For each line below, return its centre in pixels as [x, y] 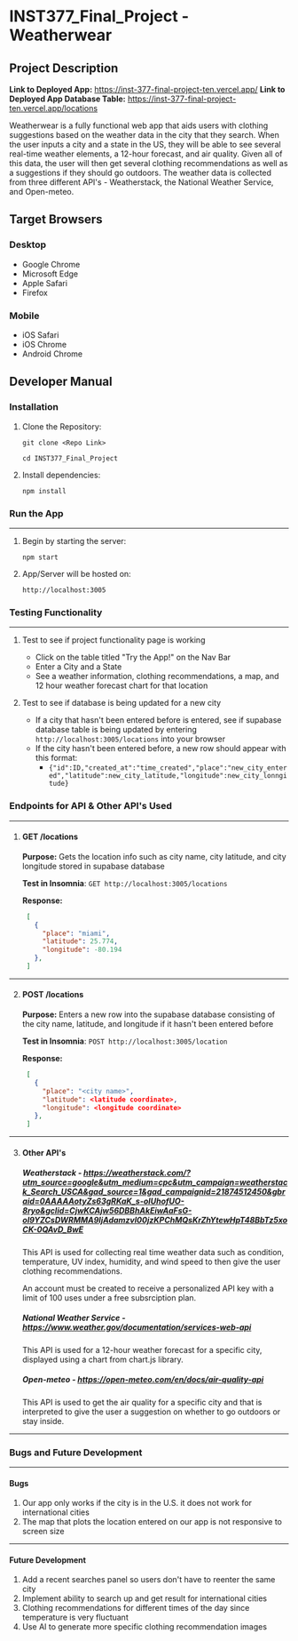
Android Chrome [52, 354]
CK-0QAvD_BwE [53, 1229]
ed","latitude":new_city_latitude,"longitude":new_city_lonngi [168, 776]
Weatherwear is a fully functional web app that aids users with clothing [139, 125]
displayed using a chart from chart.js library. [102, 1359]
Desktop [28, 244]
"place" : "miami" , [76, 933]
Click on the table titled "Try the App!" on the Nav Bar [133, 657]
